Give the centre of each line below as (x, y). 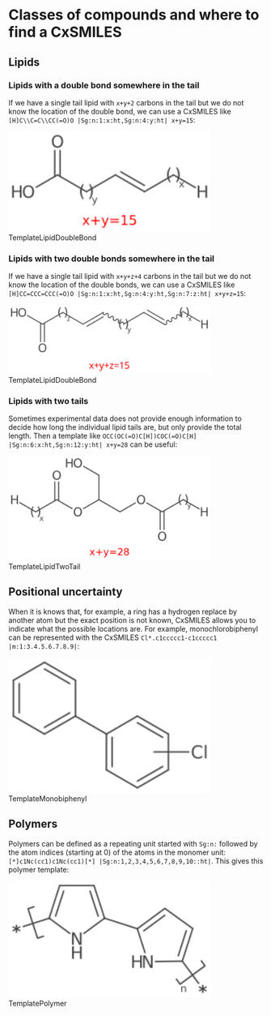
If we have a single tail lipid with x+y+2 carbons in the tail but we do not (126, 102)
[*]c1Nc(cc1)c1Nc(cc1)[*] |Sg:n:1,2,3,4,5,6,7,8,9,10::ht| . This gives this (136, 860)
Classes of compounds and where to (134, 15)
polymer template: (39, 869)
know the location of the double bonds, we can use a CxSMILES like (122, 285)
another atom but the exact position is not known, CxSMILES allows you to (132, 620)
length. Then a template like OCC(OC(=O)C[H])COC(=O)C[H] (103, 435)
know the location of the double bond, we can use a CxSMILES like (120, 111)
